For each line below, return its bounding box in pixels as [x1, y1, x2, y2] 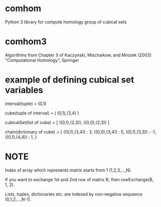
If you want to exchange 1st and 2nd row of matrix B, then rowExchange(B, [5, 176, 154, 182]
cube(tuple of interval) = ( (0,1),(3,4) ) [5, 110, 79, 116]
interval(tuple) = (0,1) [5, 101, 47, 106]
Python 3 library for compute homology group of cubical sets [5, 19, 127, 25]
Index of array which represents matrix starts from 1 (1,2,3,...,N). [5, 167, 132, 173]
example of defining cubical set [5, 74, 134, 86]
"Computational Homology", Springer [5, 57, 79, 63]
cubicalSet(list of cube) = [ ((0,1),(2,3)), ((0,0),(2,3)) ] [5, 120, 110, 125]
